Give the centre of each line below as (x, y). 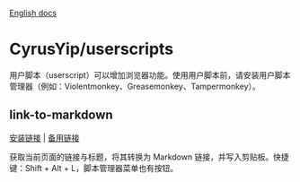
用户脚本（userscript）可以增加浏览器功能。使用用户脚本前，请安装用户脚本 (150, 74)
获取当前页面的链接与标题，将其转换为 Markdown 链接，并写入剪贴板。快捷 (149, 157)
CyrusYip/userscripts (92, 49)
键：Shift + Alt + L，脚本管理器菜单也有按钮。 (93, 168)
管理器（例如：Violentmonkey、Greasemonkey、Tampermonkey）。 (135, 86)
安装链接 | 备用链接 (44, 137)
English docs (33, 13)
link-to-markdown (62, 115)
